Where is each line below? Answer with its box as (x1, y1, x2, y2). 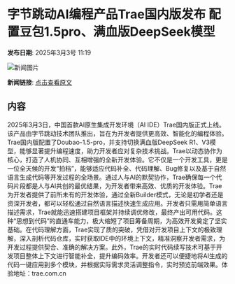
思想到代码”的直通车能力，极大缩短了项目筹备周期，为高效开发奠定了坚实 (16, 216, 227, 225)
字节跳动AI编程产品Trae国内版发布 (7, 6, 206, 22)
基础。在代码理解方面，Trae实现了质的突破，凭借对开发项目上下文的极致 (7, 225, 217, 234)
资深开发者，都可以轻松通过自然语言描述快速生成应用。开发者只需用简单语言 (7, 199, 228, 207)
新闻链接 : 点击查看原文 (7, 78, 72, 86)
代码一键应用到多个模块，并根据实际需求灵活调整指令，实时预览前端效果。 (7, 260, 222, 269)
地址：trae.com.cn (13, 269, 66, 277)
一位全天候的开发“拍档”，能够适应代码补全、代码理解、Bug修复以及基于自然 (7, 164, 227, 172)
